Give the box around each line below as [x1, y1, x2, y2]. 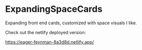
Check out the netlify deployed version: [5, 29, 86, 35]
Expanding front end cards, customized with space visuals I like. [5, 20, 137, 26]
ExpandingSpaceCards [5, 3, 103, 15]
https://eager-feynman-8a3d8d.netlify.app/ [5, 39, 94, 45]
